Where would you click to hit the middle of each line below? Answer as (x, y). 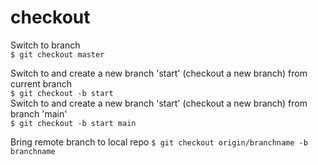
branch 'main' (39, 113)
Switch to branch (45, 45)
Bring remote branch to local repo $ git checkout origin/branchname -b (159, 142)
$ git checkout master (57, 54)
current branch (41, 83)
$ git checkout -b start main (73, 123)
